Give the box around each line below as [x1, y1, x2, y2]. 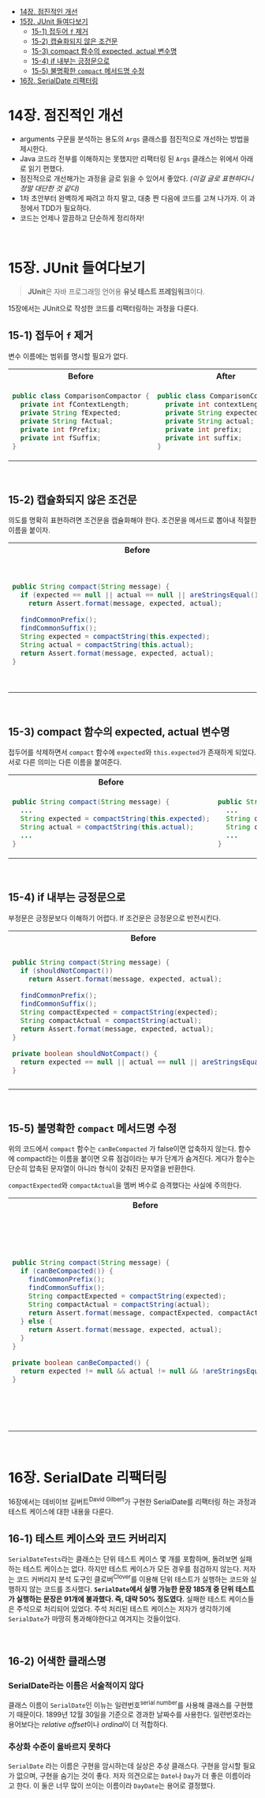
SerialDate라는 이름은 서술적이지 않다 [8, 1680, 144, 1691]
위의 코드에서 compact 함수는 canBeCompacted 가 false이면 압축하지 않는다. [8, 1144, 237, 1153]
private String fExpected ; [20, 408, 121, 417]
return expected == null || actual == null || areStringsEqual [20, 1057, 263, 1066]
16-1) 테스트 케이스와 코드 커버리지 [8, 1532, 167, 1545]
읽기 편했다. [28, 164, 65, 173]
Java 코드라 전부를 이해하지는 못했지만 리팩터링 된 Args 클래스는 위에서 [19, 153, 239, 164]
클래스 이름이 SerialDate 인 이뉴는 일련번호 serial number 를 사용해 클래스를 [8, 1698, 233, 1710]
